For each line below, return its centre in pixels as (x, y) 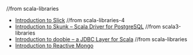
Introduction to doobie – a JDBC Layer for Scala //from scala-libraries (101, 39)
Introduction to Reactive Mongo (54, 45)
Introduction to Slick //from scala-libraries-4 (70, 20)
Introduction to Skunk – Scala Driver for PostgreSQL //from (88, 27)
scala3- (172, 27)
